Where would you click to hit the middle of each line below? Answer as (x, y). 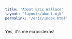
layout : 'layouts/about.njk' (34, 14)
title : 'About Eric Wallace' (34, 9)
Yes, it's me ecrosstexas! (30, 32)
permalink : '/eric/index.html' (36, 18)
